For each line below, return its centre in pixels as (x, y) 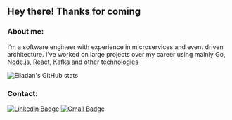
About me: (26, 32)
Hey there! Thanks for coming (74, 12)
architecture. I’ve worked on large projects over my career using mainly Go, (116, 54)
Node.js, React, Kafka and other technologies (73, 62)
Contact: (22, 93)
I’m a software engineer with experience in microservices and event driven (115, 47)
